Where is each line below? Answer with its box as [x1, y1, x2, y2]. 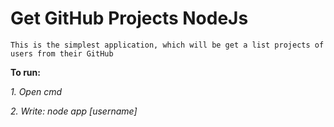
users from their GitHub [10, 48, 114, 59]
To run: [10, 66, 41, 78]
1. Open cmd [10, 85, 63, 97]
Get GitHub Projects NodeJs [10, 7, 249, 30]
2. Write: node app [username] [10, 105, 138, 117]
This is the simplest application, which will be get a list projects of [10, 40, 325, 50]
